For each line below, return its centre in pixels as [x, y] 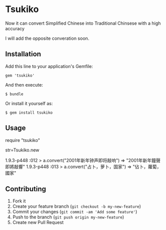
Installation [23, 54]
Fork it [19, 201]
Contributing [26, 189]
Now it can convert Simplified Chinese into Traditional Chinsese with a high [83, 23]
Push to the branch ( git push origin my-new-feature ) [68, 217]
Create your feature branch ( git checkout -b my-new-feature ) [77, 206]
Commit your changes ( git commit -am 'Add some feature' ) [75, 212]
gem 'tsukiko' [20, 75]
